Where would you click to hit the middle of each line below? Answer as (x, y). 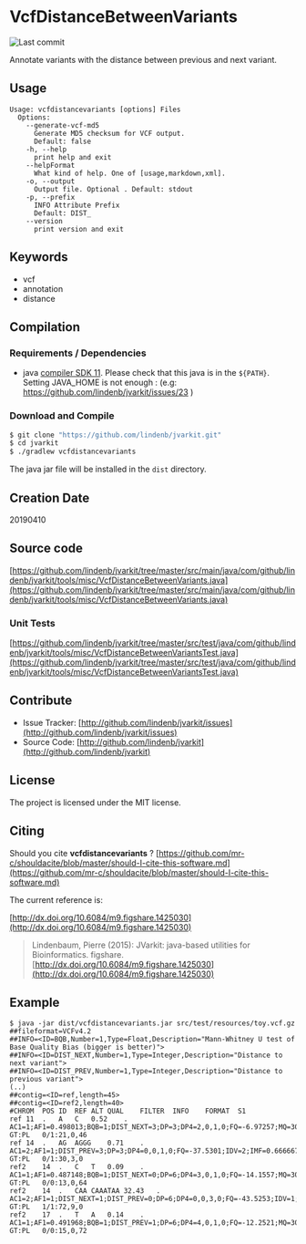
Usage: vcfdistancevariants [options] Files (95, 109)
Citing (27, 831)
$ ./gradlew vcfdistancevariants (73, 452)
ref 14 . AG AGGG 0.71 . (77, 1143)
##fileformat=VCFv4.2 (51, 1031)
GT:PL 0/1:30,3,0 (46, 1159)
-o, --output (51, 181)
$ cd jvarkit (34, 443)
